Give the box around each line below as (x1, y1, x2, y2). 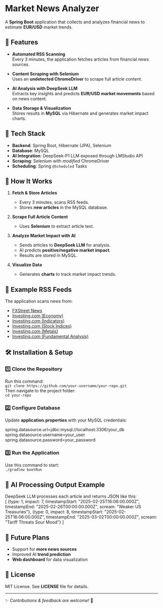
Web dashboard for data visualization (12, 557, 88, 562)
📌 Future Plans (5, 533, 50, 541)
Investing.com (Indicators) (12, 318, 65, 324)
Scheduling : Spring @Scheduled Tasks (12, 163, 87, 169)
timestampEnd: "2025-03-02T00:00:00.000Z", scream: (46, 514, 157, 520)
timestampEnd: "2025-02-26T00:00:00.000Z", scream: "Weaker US (5, 504, 142, 510)
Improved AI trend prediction (12, 552, 71, 557)
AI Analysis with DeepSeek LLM (12, 85, 78, 91)
